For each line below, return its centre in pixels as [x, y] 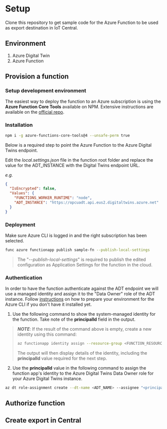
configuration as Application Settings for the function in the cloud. [85, 264]
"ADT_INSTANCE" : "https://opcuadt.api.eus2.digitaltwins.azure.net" [86, 203]
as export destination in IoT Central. [42, 27]
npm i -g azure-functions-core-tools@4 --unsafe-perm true [68, 135]
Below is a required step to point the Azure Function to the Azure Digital [78, 145]
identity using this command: [47, 334]
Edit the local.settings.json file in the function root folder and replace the [79, 160]
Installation [19, 125]
